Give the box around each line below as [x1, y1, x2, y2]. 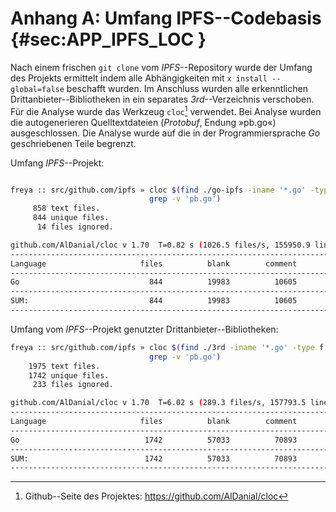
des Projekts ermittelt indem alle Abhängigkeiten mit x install [10, 72, 268, 84]
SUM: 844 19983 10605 [10, 296, 298, 306]
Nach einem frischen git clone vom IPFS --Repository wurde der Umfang [10, 61, 313, 73]
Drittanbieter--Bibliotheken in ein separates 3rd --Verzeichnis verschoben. [10, 93, 315, 105]
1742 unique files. [28, 370, 110, 381]
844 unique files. [32, 213, 110, 223]
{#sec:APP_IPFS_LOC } [10, 28, 207, 51]
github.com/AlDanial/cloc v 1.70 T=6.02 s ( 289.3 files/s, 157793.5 [10, 398, 307, 408]
